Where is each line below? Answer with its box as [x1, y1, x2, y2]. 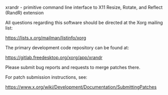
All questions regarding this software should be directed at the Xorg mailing [5, 20, 163, 25]
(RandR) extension [5, 10, 44, 16]
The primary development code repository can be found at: [5, 45, 129, 50]
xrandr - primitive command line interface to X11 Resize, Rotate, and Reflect [5, 5, 163, 10]
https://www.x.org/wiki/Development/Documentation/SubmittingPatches [5, 84, 157, 90]
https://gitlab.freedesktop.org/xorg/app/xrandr [5, 54, 103, 60]
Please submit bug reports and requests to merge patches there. [5, 65, 141, 70]
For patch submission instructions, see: [5, 74, 88, 80]
